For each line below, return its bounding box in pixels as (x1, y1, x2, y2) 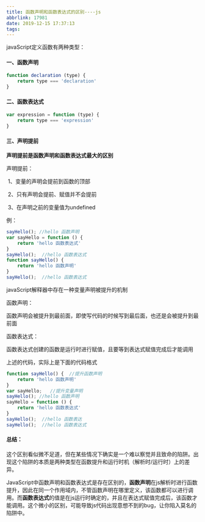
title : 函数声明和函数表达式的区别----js (6, 9, 101, 15)
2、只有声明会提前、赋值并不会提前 (7, 190, 97, 198)
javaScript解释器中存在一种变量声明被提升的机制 (6, 286, 128, 293)
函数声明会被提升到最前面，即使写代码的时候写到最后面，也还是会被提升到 (6, 312, 193, 319)
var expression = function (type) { (6, 112, 99, 118)
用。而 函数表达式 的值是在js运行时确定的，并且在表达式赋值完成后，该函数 (6, 494, 192, 501)
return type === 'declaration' (17, 78, 97, 84)
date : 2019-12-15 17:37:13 (6, 20, 75, 26)
